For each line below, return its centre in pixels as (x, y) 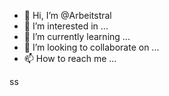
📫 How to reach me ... (70, 58)
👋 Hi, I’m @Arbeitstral (67, 15)
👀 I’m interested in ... (66, 26)
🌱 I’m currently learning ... (77, 36)
